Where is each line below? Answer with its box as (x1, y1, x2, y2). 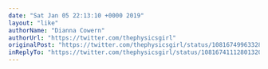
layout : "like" (8, 19, 59, 27)
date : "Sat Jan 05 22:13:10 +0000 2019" (8, 11, 145, 20)
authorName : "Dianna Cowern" (8, 26, 105, 34)
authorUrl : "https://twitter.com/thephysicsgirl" (8, 33, 177, 42)
